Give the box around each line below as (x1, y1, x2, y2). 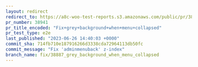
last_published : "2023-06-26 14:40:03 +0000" (5, 36, 119, 41)
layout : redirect (5, 8, 48, 15)
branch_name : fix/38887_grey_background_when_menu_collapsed (5, 52, 160, 58)
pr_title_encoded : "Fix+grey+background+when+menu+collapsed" (5, 24, 162, 31)
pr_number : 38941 (5, 19, 48, 25)
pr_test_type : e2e (5, 30, 51, 36)
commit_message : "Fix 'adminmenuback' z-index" (5, 47, 125, 52)
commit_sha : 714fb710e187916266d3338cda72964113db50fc (5, 41, 144, 47)
